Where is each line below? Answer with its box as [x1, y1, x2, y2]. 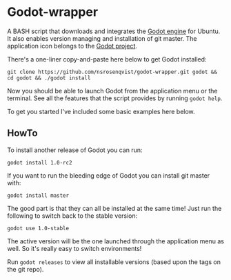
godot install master [7, 192, 70, 199]
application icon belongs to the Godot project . [7, 41, 138, 50]
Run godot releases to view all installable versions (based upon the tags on [7, 257, 221, 266]
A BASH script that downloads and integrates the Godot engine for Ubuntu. [7, 27, 221, 35]
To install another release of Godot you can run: [7, 146, 143, 154]
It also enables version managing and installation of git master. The [7, 34, 198, 42]
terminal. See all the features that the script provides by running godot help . [7, 94, 223, 102]
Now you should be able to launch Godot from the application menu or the [7, 86, 218, 95]
